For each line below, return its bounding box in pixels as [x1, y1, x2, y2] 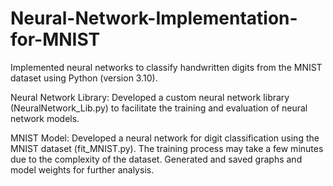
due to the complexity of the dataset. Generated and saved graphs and [10, 153, 303, 165]
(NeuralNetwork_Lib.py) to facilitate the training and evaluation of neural [10, 102, 308, 114]
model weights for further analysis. [10, 163, 155, 176]
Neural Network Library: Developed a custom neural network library [10, 91, 290, 103]
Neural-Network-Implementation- [10, 7, 298, 30]
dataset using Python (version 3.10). [10, 72, 158, 84]
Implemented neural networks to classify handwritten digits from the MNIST [10, 61, 323, 73]
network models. [10, 112, 80, 124]
